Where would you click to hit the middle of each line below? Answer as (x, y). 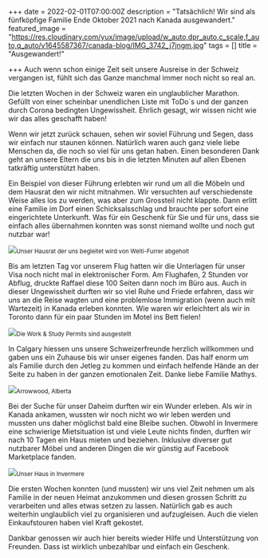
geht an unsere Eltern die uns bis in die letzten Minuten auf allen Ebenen (127, 159)
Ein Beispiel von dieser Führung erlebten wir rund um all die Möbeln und (126, 183)
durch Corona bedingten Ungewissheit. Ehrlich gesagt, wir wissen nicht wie (132, 110)
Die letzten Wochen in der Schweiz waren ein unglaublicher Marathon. (124, 93)
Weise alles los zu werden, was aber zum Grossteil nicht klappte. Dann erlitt (133, 200)
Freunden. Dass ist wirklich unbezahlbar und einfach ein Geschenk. (119, 546)
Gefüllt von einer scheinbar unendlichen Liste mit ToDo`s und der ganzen (128, 102)
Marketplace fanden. (43, 457)
